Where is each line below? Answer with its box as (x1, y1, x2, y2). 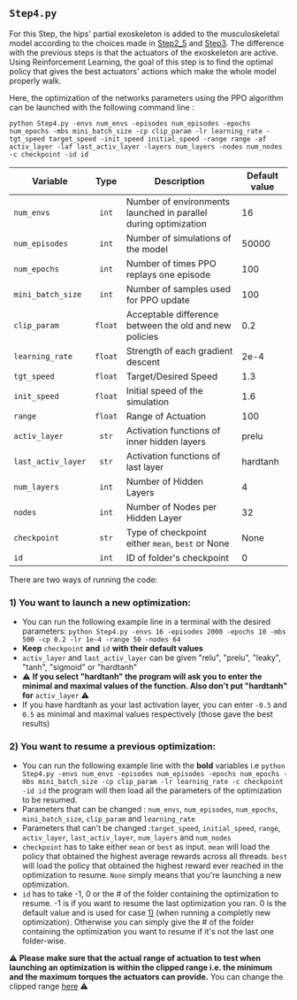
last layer (126, 460, 164, 473)
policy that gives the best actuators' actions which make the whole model (9, 65, 277, 76)
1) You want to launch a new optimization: (9, 596, 192, 609)
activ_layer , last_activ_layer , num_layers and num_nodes (21, 832, 232, 843)
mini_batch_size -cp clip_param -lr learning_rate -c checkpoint (38, 778, 285, 787)
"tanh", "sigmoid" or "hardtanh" (21, 662, 138, 673)
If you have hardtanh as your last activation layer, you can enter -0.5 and (21, 699, 287, 711)
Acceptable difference (126, 308, 219, 320)
